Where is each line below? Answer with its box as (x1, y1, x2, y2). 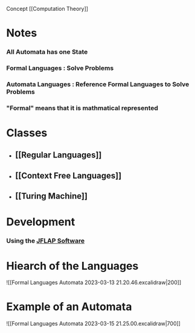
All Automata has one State (6, 48, 88, 56)
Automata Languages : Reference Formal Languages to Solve (6, 80, 190, 88)
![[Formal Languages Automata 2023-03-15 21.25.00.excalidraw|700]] (6, 320, 181, 328)
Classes (6, 126, 48, 140)
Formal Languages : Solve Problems (6, 64, 114, 72)
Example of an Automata (6, 300, 132, 314)
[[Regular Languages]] (14, 150, 102, 160)
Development (6, 215, 75, 229)
